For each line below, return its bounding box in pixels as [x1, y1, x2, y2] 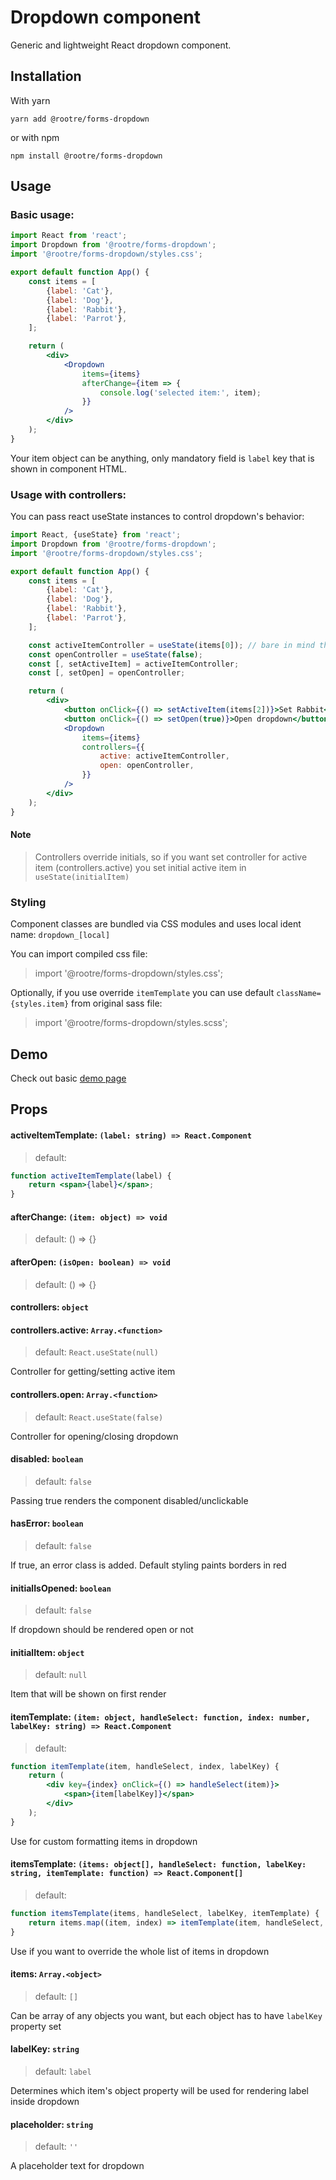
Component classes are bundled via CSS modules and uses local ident [10, 918, 302, 930]
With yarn [10, 94, 51, 106]
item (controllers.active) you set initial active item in [34, 861, 247, 873]
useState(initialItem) [34, 872, 130, 882]
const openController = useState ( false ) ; [28, 649, 203, 660]
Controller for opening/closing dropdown [10, 1430, 179, 1442]
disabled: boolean [10, 1453, 84, 1465]
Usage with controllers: [10, 487, 127, 501]
